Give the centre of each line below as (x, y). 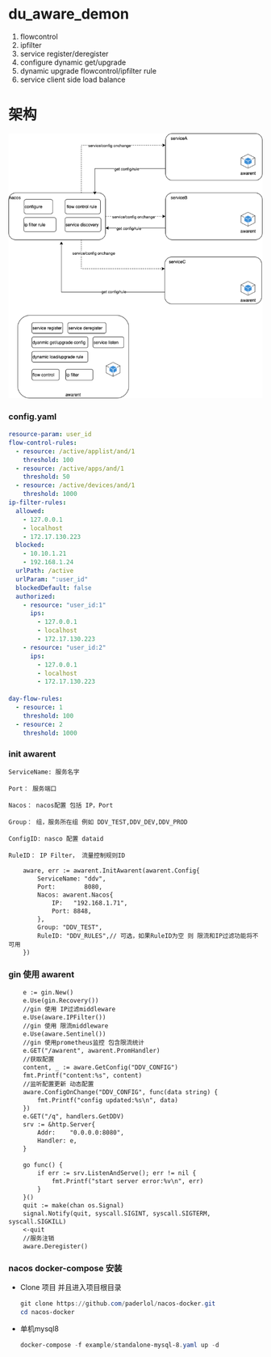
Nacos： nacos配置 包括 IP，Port (61, 805)
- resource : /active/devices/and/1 (75, 486)
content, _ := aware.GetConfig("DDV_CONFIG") (101, 1068)
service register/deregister (64, 53)
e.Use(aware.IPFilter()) (65, 1018)
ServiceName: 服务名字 (44, 772)
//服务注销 (39, 1239)
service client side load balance (73, 79)
